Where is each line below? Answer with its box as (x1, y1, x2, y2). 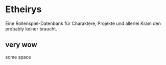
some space (5, 54, 32, 60)
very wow (5, 41, 37, 49)
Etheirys (5, 4, 42, 15)
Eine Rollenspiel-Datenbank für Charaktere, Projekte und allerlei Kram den (5, 20, 161, 26)
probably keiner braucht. (5, 25, 57, 31)
